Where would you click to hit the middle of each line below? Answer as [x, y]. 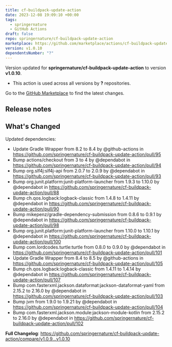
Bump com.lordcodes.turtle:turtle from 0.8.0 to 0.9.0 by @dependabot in [89, 247]
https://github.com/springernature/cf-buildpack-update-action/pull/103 [88, 296]
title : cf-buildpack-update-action [43, 10]
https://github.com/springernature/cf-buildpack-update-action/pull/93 [87, 176]
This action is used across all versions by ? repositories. [72, 83]
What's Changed [33, 127]
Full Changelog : [22, 333]
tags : [11, 20]
